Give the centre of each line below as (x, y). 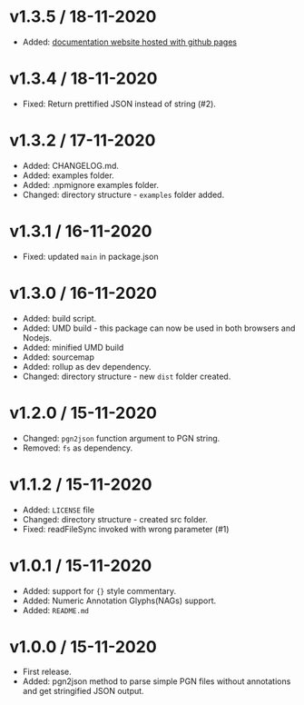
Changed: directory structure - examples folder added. (123, 194)
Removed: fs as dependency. (78, 448)
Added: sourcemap (59, 357)
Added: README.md (55, 610)
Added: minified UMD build (73, 347)
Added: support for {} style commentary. (99, 591)
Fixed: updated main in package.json (90, 256)
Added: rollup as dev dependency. (87, 366)
